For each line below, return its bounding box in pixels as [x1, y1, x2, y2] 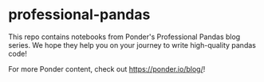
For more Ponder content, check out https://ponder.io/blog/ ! [8, 64, 206, 73]
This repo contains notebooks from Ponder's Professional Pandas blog [8, 32, 241, 41]
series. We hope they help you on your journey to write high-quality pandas [8, 40, 257, 49]
